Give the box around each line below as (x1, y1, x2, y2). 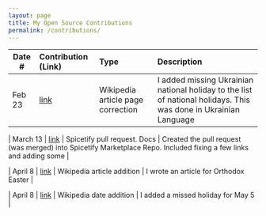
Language (157, 114, 196, 125)
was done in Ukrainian (157, 104, 240, 116)
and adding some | (8, 151, 70, 161)
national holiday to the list (157, 85, 253, 96)
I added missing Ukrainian (157, 74, 254, 85)
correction (98, 104, 139, 116)
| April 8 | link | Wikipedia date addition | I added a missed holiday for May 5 (8, 191, 255, 200)
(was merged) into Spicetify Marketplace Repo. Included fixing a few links (8, 143, 249, 153)
